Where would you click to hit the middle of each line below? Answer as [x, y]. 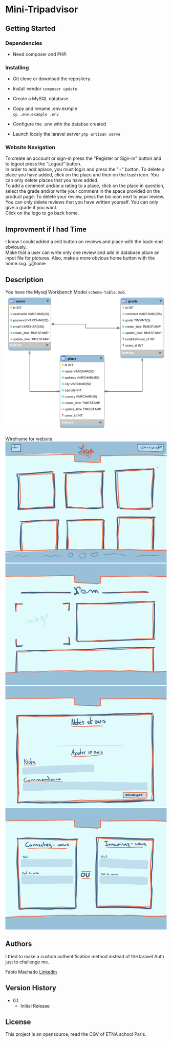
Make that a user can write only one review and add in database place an [82, 252]
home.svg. [16, 264]
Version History [31, 988]
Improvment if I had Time [46, 229]
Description [24, 279]
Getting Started [30, 29]
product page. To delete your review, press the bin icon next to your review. [85, 197]
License [18, 1022]
